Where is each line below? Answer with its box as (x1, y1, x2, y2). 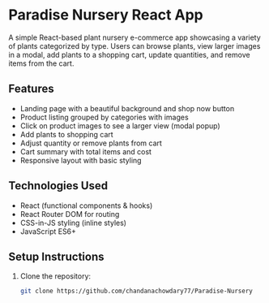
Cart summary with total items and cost (19, 146, 152, 156)
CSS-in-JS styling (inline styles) (19, 218, 127, 227)
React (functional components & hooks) (19, 201, 153, 210)
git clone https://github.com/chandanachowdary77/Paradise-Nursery (19, 287, 253, 296)
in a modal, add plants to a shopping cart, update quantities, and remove (8, 50, 250, 59)
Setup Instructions (8, 249, 105, 263)
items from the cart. (8, 58, 75, 68)
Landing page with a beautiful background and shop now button (19, 103, 235, 113)
